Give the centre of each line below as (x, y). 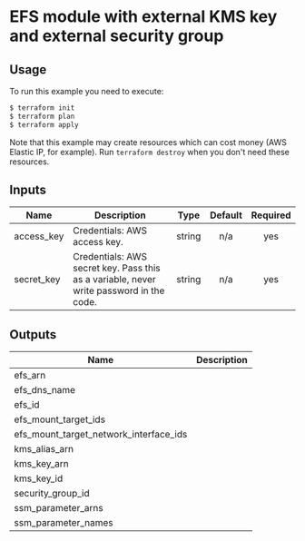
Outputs (33, 334)
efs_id (27, 405)
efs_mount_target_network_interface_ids (101, 435)
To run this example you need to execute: (87, 91)
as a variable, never (114, 280)
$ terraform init (42, 108)
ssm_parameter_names (64, 523)
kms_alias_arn (44, 449)
